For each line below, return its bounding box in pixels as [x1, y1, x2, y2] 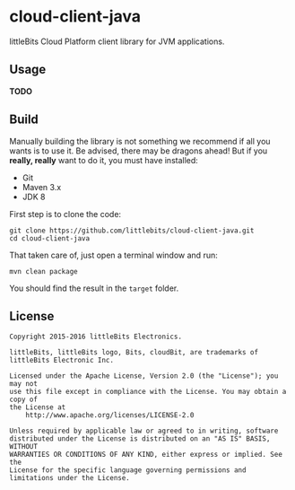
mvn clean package [9, 267, 78, 276]
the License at [9, 403, 66, 412]
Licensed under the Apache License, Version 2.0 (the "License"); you [9, 372, 279, 381]
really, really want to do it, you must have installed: [9, 154, 199, 165]
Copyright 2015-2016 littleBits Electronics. [9, 332, 182, 342]
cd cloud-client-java [9, 233, 91, 243]
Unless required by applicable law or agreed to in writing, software [9, 426, 279, 436]
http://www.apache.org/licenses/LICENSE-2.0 [25, 411, 195, 420]
